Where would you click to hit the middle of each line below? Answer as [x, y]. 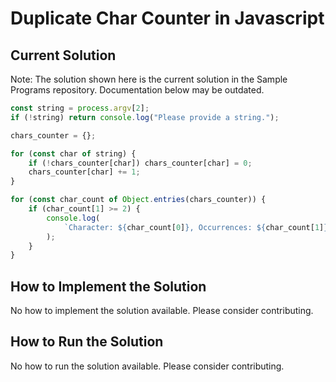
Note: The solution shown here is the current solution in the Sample [149, 79]
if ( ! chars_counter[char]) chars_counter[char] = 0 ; [140, 163]
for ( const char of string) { [73, 153]
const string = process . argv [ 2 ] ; [80, 108]
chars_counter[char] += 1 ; [84, 172]
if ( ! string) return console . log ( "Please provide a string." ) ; [145, 117]
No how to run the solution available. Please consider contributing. [147, 366]
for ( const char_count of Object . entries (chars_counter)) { [138, 200]
